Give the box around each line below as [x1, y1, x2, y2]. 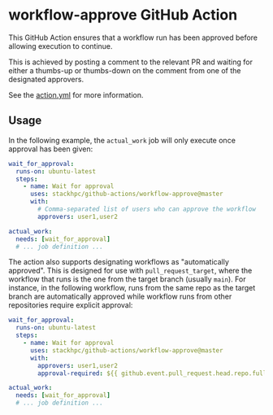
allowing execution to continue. [8, 41, 113, 50]
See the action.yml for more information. [8, 90, 144, 99]
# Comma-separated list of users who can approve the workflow [37, 205, 256, 213]
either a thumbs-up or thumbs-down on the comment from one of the [8, 65, 241, 75]
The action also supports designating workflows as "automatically [8, 257, 230, 267]
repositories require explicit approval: [8, 300, 133, 310]
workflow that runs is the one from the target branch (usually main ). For [8, 274, 246, 284]
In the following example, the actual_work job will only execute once [8, 135, 236, 145]
